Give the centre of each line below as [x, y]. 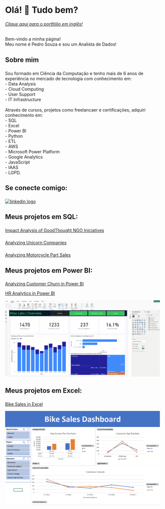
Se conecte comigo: [36, 188]
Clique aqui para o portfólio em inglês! [44, 24]
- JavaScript [18, 162]
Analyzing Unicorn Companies [36, 243]
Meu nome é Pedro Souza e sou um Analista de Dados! [61, 44]
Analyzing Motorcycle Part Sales [38, 255]
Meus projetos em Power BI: [49, 270]
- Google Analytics [24, 157]
